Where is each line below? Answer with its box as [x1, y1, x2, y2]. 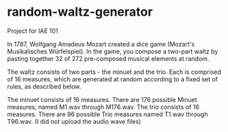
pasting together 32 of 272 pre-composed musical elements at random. [7, 54, 210, 62]
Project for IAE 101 [7, 27, 58, 35]
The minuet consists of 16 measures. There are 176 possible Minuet [7, 95, 197, 103]
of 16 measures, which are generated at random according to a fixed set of [7, 75, 218, 83]
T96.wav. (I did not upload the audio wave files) [7, 117, 142, 125]
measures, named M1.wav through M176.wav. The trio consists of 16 [7, 103, 200, 111]
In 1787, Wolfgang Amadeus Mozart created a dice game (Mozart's [7, 40, 195, 48]
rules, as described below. [7, 82, 81, 90]
